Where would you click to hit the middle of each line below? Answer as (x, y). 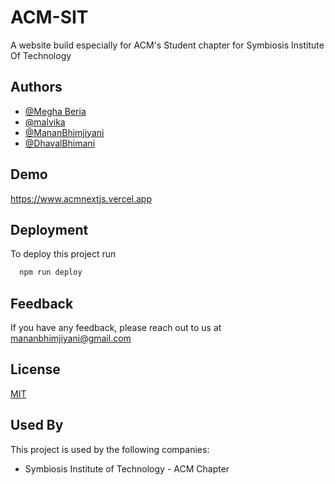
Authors (36, 87)
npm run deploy (51, 272)
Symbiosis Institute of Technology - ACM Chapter (127, 468)
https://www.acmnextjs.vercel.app (81, 198)
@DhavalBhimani (60, 143)
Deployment (49, 229)
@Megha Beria (55, 111)
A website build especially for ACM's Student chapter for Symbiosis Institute (167, 45)
